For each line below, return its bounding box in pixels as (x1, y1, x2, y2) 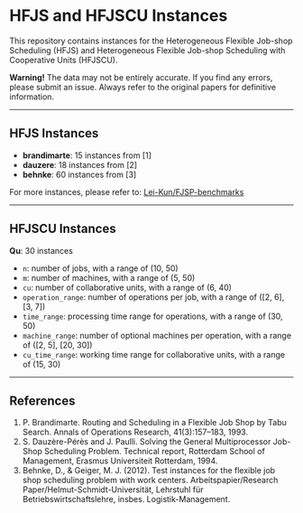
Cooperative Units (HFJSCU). (9, 54, 118, 65)
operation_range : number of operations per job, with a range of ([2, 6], (22, 291, 285, 303)
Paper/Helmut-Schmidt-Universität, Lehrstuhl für (22, 484, 205, 495)
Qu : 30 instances (9, 245, 74, 256)
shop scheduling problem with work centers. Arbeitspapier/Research (22, 475, 279, 486)
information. (9, 91, 55, 102)
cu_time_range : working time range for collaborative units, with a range (22, 349, 286, 359)
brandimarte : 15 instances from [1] (22, 150, 151, 161)
